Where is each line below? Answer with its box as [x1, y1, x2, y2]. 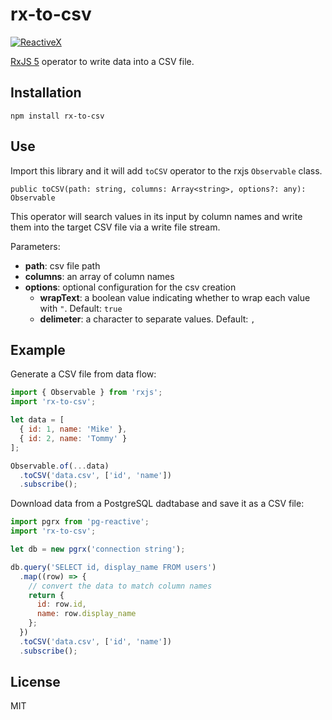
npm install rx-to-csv [10, 111, 105, 121]
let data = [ [10, 415, 65, 425]
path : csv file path [24, 259, 101, 272]
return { [28, 590, 65, 600]
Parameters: [10, 240, 61, 252]
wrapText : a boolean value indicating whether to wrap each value [39, 291, 311, 303]
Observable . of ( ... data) [10, 461, 110, 471]
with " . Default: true [39, 302, 123, 314]
